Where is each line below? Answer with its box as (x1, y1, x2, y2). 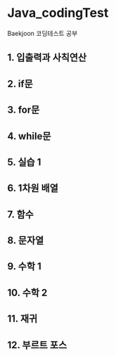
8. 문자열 (7, 234, 44, 247)
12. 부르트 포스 (7, 339, 67, 351)
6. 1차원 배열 (7, 182, 58, 194)
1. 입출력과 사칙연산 (7, 51, 86, 64)
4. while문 (7, 130, 51, 142)
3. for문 (7, 104, 40, 116)
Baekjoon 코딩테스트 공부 (7, 29, 78, 37)
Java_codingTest (7, 5, 109, 21)
